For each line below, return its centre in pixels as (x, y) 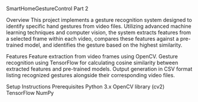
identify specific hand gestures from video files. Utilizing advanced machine (99, 26)
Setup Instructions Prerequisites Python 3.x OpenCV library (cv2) (85, 87)
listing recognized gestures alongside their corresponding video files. (91, 75)
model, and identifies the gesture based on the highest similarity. (103, 45)
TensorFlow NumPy (30, 93)
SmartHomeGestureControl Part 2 (47, 9)
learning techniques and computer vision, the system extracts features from (98, 32)
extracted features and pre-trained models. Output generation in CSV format (99, 69)
